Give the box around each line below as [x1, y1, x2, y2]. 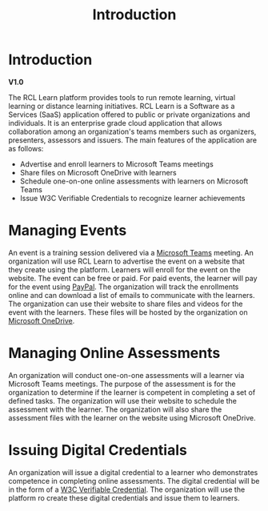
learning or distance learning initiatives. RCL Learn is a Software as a [8, 101, 235, 111]
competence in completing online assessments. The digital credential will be [8, 476, 260, 485]
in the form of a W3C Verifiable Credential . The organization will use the [8, 485, 246, 494]
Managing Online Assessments [8, 344, 221, 362]
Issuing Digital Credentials [8, 441, 188, 459]
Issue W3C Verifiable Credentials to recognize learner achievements [19, 193, 246, 203]
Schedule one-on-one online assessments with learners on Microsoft [19, 176, 249, 186]
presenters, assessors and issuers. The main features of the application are [8, 135, 258, 145]
